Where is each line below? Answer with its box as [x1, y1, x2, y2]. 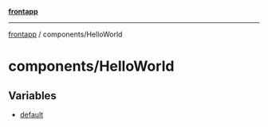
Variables [8, 89, 57, 102]
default [19, 110, 44, 119]
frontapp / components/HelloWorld [8, 29, 123, 39]
